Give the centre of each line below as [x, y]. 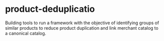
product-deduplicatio [50, 9]
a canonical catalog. [26, 33]
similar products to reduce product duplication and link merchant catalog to [82, 28]
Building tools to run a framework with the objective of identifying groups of [82, 23]
